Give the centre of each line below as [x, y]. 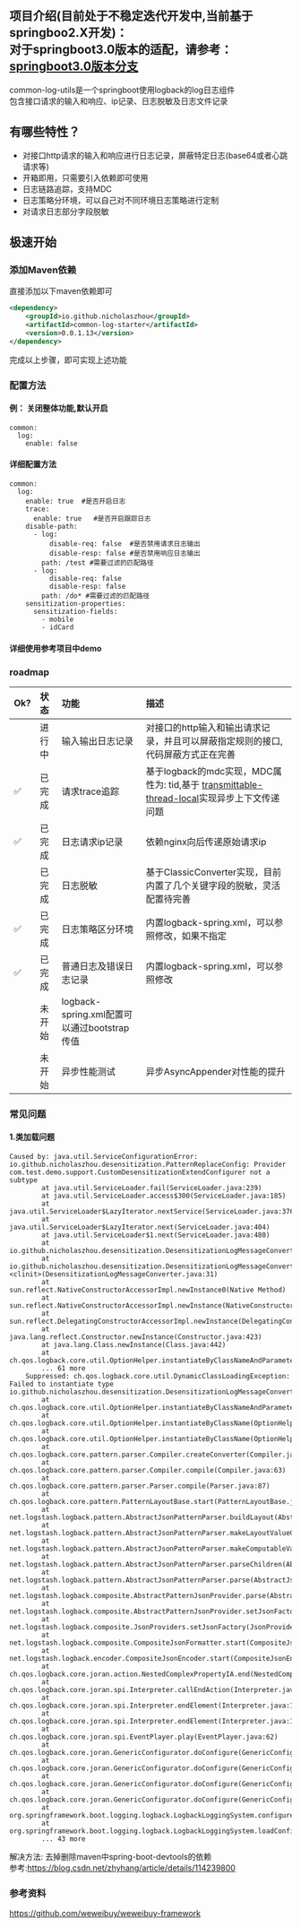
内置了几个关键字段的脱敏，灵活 [213, 886]
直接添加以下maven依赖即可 [61, 291]
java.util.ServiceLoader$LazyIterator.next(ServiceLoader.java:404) [140, 1227]
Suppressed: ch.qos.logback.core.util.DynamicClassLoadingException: [158, 1377]
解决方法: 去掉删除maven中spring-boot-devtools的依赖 [111, 1857]
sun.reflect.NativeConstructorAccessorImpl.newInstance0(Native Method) [148, 1290]
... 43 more [64, 1839]
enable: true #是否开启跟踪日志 [92, 519]
